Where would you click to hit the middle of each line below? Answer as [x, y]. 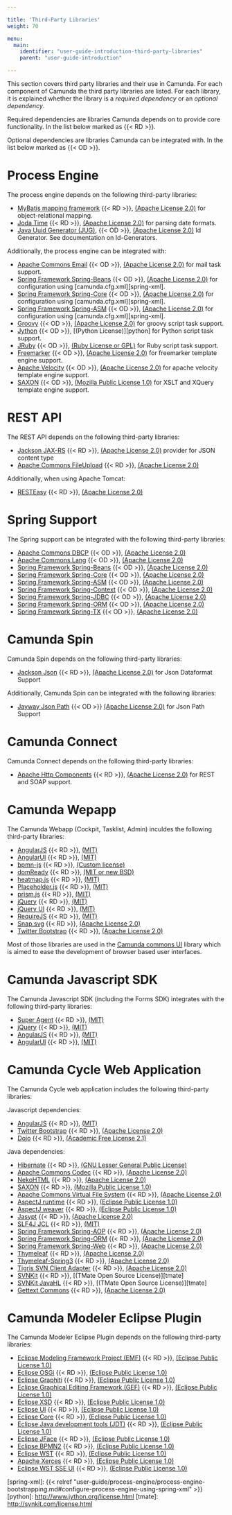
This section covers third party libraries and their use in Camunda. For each [115, 84]
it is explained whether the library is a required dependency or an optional [113, 98]
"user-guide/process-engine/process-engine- [140, 1482]
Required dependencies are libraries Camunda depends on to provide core [114, 119]
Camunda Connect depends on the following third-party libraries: [100, 761]
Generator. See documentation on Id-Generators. [87, 237]
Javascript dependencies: [44, 1109]
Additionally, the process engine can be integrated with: [87, 251]
